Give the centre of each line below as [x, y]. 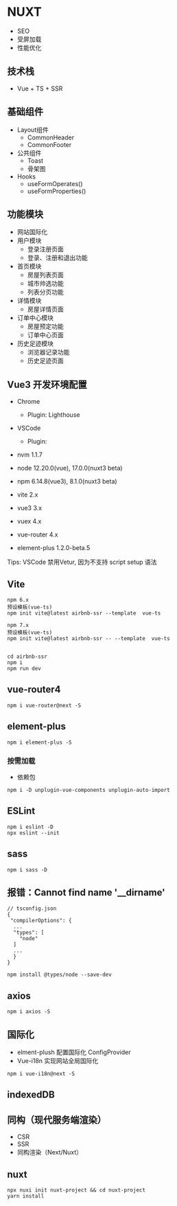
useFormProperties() [57, 191]
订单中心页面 [45, 335]
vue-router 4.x [37, 535]
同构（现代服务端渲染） [57, 1120]
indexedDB [31, 1095]
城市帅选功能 [45, 284]
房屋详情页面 [45, 309]
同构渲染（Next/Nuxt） [50, 1152]
